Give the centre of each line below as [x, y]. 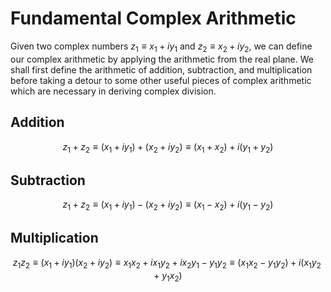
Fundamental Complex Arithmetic [153, 18]
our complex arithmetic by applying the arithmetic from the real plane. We [162, 59]
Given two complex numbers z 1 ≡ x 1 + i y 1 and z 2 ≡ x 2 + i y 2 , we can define [161, 47]
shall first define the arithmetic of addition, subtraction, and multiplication [161, 69]
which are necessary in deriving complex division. [113, 91]
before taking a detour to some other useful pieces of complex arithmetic [161, 80]
